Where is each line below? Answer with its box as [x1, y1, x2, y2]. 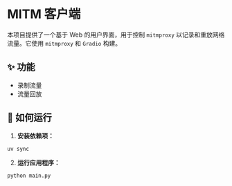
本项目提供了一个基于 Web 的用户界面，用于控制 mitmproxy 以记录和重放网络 [7, 30, 225, 39]
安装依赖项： [17, 131, 54, 140]
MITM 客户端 [7, 6, 81, 22]
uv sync [7, 145, 30, 152]
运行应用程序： [17, 158, 60, 167]
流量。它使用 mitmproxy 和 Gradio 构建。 [7, 39, 122, 47]
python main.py [7, 172, 51, 180]
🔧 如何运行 [7, 112, 52, 124]
